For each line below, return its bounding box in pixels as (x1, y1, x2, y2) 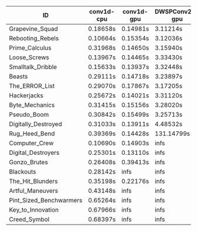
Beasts (9, 73, 28, 80)
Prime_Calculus (9, 44, 52, 52)
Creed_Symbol (9, 215, 50, 223)
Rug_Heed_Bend (9, 130, 55, 137)
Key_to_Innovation (9, 206, 59, 213)
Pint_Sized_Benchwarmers (9, 196, 83, 204)
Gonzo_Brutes (9, 158, 48, 166)
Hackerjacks (9, 91, 44, 99)
